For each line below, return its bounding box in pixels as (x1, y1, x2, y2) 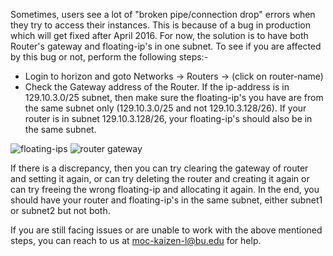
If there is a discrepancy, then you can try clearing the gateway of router (10, 162, 309, 174)
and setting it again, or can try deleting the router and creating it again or (10, 173, 310, 184)
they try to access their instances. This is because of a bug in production (10, 19, 311, 31)
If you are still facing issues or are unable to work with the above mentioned (10, 224, 323, 236)
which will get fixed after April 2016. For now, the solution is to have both (10, 30, 309, 41)
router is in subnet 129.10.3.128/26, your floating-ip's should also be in (24, 113, 313, 124)
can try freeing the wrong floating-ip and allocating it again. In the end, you (10, 184, 320, 195)
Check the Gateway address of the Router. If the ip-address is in (24, 81, 290, 93)
